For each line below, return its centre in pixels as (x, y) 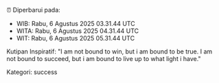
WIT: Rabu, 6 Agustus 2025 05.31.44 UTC (76, 38)
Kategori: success (32, 72)
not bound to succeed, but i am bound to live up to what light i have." (104, 59)
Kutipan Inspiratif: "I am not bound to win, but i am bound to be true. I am (109, 51)
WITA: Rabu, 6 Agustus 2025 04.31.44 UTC (78, 31)
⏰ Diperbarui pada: (34, 10)
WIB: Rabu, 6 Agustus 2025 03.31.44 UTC (76, 24)
